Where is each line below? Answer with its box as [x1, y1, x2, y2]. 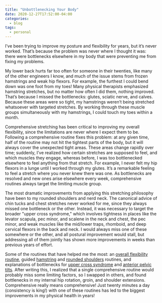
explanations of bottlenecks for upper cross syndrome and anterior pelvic [5, 262, 152, 267]
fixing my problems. [5, 59, 45, 64]
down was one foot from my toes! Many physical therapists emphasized [5, 84, 148, 89]
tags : [5, 25, 16, 30]
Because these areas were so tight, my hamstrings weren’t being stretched [5, 99, 155, 105]
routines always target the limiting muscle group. [5, 181, 103, 186]
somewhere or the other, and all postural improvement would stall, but [5, 232, 145, 237]
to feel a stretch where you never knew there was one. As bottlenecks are [5, 171, 152, 176]
